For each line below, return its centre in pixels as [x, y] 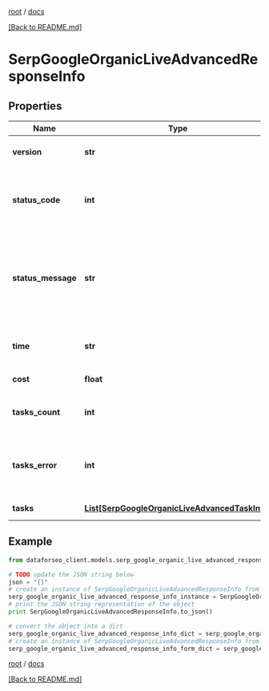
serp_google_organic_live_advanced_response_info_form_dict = [114, 649]
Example [30, 542]
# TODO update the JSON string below [71, 574]
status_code [36, 200]
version [27, 152]
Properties [35, 106]
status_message [45, 278]
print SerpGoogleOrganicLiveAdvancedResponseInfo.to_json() [111, 612]
